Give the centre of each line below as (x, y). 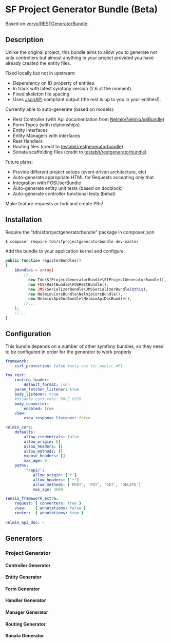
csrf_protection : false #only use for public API (69, 366)
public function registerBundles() (43, 261)
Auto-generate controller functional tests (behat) (64, 193)
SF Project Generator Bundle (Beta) (82, 9)
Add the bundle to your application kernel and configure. (65, 251)
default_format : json (47, 385)
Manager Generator (27, 612)
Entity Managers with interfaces (46, 135)
